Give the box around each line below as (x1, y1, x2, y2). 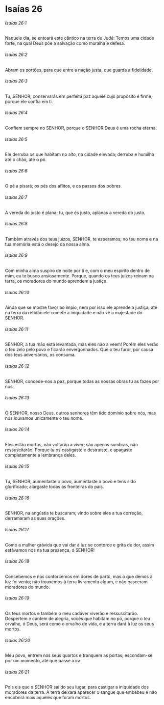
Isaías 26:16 (5, 495, 29, 501)
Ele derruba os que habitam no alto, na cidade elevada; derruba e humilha (5, 151, 154, 158)
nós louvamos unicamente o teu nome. (5, 415, 84, 421)
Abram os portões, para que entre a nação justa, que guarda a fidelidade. (5, 67, 153, 73)
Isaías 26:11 (5, 326, 28, 332)
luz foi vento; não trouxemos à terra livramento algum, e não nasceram (5, 578, 148, 585)
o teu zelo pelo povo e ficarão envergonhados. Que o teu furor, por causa (5, 347, 153, 352)
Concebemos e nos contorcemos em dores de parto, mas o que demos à (5, 573, 153, 579)
